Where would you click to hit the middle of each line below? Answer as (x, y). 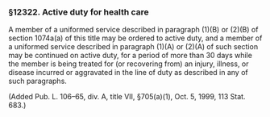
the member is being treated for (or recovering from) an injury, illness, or (129, 64)
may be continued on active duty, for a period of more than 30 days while (130, 56)
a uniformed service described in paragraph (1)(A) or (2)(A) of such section (133, 47)
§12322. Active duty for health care (79, 12)
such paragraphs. (37, 81)
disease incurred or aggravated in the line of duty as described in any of (128, 73)
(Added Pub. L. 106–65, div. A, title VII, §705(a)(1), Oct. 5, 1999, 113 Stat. (127, 97)
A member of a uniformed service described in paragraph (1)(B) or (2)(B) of (133, 30)
